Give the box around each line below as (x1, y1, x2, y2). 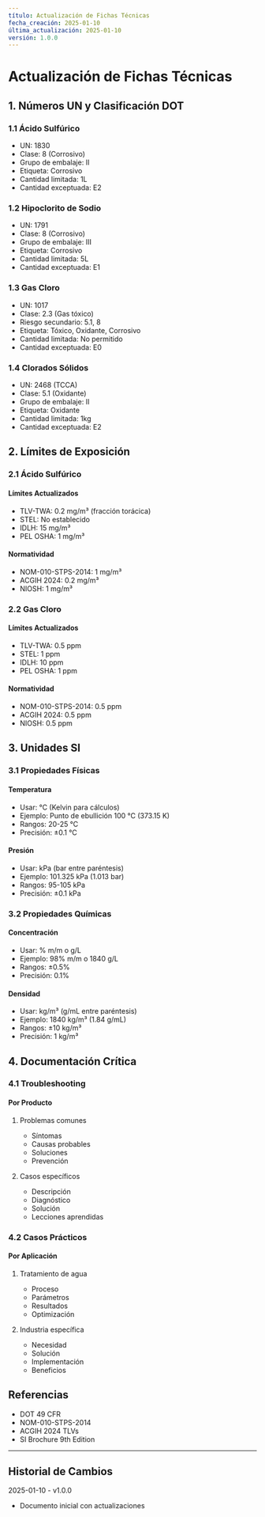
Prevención (31, 1156, 69, 1166)
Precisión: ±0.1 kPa (19, 888, 81, 898)
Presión (8, 846, 34, 855)
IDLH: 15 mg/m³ (19, 523, 71, 533)
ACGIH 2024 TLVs (19, 1426, 79, 1435)
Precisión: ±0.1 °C (19, 828, 77, 837)
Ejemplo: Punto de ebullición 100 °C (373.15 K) (19, 810, 170, 820)
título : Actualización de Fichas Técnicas (8, 11, 150, 20)
